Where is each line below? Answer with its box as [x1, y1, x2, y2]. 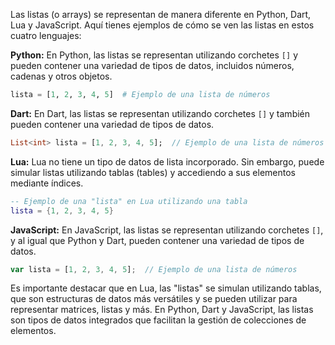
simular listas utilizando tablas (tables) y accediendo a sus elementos [10, 166, 296, 178]
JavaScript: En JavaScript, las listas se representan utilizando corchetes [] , [10, 224, 324, 236]
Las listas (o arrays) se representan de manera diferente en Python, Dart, [10, 9, 312, 20]
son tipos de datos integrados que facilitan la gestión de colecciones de [10, 314, 307, 326]
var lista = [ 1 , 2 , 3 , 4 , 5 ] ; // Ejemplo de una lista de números [10, 264, 298, 274]
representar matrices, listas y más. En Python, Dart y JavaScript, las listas [10, 304, 314, 316]
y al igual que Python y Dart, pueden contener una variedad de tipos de [10, 234, 305, 246]
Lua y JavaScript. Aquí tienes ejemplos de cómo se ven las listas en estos [10, 19, 315, 31]
